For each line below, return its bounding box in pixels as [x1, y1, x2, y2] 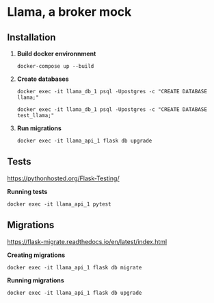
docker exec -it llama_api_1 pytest [7, 200, 111, 208]
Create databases [16, 75, 70, 83]
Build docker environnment [16, 49, 96, 58]
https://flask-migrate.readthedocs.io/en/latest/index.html [7, 237, 168, 245]
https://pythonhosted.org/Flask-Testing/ [7, 174, 120, 182]
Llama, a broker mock [7, 4, 132, 20]
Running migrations [7, 276, 65, 284]
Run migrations [16, 124, 62, 132]
